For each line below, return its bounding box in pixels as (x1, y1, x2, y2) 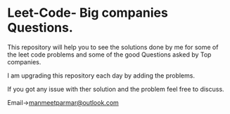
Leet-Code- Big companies (7, 5, 169, 21)
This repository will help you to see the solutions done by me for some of (7, 43, 219, 51)
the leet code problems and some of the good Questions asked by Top (7, 50, 212, 59)
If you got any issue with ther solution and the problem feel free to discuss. (7, 85, 224, 93)
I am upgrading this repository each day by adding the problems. (7, 71, 196, 80)
